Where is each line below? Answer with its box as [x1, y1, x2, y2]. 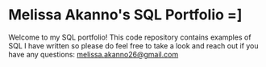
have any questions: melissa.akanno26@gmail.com [8, 49, 179, 59]
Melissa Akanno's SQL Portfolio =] [8, 6, 243, 24]
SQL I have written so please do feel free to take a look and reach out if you [8, 40, 260, 50]
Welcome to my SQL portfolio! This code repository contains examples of [8, 32, 251, 42]
